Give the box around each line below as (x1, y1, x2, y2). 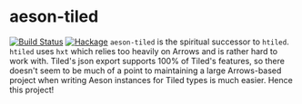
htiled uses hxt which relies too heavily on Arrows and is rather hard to (9, 45, 278, 56)
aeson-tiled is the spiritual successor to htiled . (109, 36, 289, 47)
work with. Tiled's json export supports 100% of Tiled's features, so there (9, 55, 285, 66)
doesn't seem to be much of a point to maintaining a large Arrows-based (9, 65, 282, 76)
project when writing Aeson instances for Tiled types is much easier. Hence (9, 74, 293, 85)
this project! (9, 84, 55, 95)
